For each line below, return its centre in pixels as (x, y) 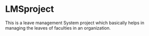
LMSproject (30, 9)
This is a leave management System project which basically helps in (75, 23)
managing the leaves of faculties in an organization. (58, 28)
